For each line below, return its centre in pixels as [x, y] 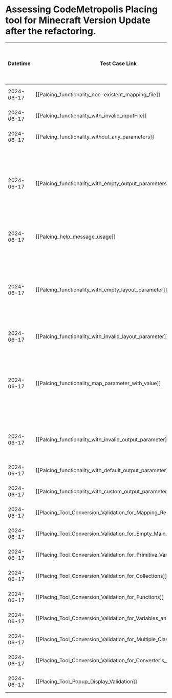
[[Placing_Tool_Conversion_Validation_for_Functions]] [100, 597]
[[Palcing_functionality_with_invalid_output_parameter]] [102, 439]
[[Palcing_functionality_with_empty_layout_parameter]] [101, 289]
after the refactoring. [51, 31]
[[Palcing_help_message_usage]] [76, 237]
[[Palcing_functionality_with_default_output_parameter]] [103, 470]
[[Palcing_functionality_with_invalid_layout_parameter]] [102, 336]
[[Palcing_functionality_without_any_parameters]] [95, 137]
